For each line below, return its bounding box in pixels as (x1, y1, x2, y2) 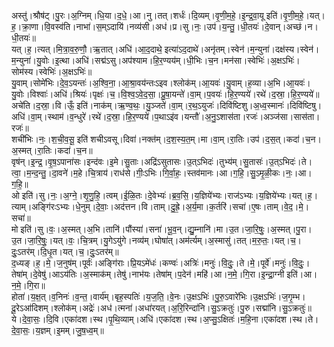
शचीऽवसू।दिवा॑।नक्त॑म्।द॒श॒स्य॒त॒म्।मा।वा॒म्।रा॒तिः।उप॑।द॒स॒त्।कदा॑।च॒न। (90, 133, 322, 145)
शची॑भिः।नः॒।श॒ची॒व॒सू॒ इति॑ (11, 133, 89, 145)
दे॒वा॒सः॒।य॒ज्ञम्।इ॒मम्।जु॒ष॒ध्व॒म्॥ (11, 325, 104, 336)
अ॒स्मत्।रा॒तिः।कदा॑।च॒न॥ (11, 145, 93, 156)
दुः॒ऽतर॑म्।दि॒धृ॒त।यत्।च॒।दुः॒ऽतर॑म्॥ (11, 246, 119, 257)
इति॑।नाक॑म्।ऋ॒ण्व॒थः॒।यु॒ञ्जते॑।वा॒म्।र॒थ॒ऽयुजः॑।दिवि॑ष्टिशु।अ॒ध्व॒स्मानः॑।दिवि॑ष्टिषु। (76, 100, 323, 111)
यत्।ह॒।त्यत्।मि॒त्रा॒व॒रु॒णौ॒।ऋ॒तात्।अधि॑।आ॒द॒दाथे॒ (11, 43, 163, 55)
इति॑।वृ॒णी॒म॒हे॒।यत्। (265, 10, 326, 21)
